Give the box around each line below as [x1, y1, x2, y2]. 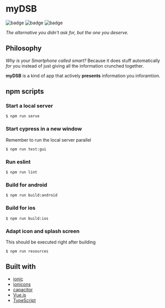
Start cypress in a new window [6, 126, 82, 133]
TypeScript [13, 297, 36, 303]
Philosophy [6, 44, 42, 53]
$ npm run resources [6, 249, 49, 254]
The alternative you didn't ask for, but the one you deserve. [6, 29, 129, 35]
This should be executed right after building [6, 239, 96, 245]
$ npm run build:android [6, 193, 58, 198]
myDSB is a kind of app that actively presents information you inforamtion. [6, 73, 160, 79]
